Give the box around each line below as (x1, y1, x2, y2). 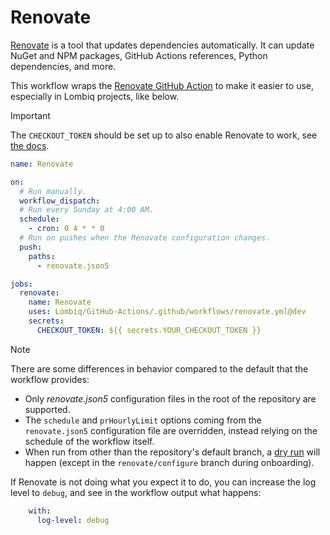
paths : (28, 251, 56, 261)
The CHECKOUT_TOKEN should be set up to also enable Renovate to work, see (10, 129, 318, 141)
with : (28, 506, 52, 516)
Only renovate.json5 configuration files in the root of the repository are (24, 392, 317, 405)
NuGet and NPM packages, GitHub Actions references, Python (10, 49, 268, 61)
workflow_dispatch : (19, 196, 101, 206)
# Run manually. (19, 186, 87, 196)
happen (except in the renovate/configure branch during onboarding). (24, 456, 315, 468)
